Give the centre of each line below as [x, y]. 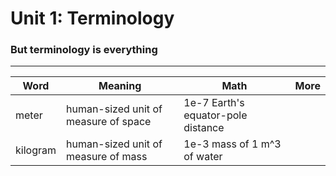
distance [204, 128]
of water [203, 157]
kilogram [36, 150]
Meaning [120, 86]
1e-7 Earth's [214, 103]
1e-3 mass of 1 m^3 [232, 144]
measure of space [108, 122]
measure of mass [106, 157]
